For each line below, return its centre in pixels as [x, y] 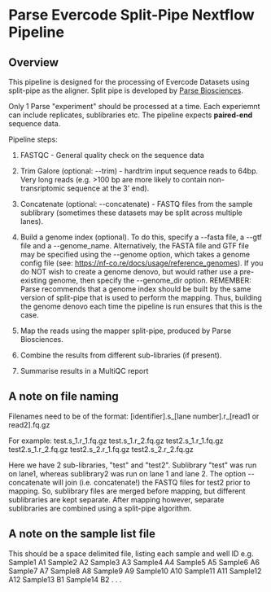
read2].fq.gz [29, 424]
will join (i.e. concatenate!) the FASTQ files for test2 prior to [151, 482]
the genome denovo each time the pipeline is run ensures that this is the [141, 306]
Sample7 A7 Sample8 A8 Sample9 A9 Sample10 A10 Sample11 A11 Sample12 [135, 571]
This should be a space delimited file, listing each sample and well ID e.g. [131, 553]
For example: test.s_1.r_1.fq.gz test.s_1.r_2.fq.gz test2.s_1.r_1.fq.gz [116, 441]
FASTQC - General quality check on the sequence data [112, 155]
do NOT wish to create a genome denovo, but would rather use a [129, 272]
